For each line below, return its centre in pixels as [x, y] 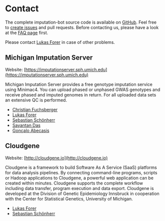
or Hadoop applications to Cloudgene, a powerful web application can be [79, 178]
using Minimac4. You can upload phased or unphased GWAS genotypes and [83, 90]
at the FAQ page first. [27, 32]
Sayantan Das [26, 125]
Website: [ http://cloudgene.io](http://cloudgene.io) [56, 158]
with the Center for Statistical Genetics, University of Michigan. [69, 199]
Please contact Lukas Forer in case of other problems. [60, 42]
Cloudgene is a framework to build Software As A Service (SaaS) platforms [81, 167]
